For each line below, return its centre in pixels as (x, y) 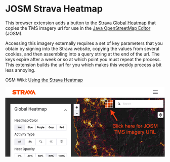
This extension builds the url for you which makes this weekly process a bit (83, 65)
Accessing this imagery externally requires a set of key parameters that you (84, 43)
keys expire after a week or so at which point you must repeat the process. (83, 59)
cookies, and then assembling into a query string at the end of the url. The (82, 54)
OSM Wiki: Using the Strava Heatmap (44, 80)
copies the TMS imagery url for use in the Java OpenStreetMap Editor (78, 28)
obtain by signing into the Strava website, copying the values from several (82, 48)
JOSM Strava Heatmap (54, 9)
